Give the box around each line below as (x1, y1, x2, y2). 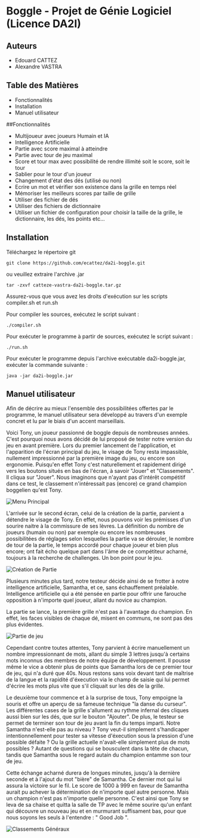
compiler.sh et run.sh (6, 299, 59, 306)
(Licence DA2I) (6, 17, 82, 31)
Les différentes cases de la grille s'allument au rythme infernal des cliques (6, 707, 189, 714)
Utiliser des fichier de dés (14, 196, 79, 203)
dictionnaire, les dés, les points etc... (14, 215, 106, 222)
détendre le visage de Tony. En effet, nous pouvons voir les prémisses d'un (6, 516, 191, 523)
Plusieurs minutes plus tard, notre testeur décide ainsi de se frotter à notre (6, 577, 189, 585)
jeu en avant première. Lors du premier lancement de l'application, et (6, 442, 176, 449)
